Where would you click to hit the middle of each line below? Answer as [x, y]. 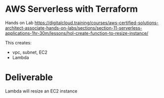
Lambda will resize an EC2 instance [41, 91]
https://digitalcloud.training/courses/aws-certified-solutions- [97, 23]
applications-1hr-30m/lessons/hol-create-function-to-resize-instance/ [77, 33]
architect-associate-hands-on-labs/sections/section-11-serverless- [74, 28]
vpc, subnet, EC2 [30, 52]
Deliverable [29, 78]
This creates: [19, 42]
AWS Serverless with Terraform [72, 9]
